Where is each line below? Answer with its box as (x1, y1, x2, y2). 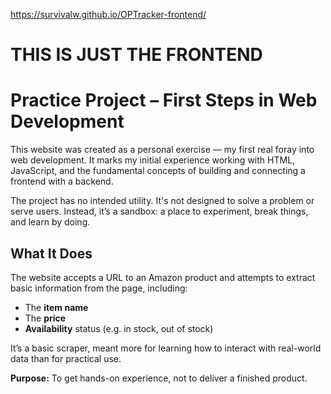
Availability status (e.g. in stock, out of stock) (24, 322, 214, 334)
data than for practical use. (10, 352, 122, 364)
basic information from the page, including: (10, 282, 188, 294)
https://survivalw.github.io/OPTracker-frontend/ (10, 9, 207, 20)
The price (24, 312, 67, 324)
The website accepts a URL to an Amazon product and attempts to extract (10, 271, 316, 283)
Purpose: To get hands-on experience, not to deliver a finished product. (10, 372, 308, 384)
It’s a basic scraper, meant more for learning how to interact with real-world (10, 342, 322, 354)
